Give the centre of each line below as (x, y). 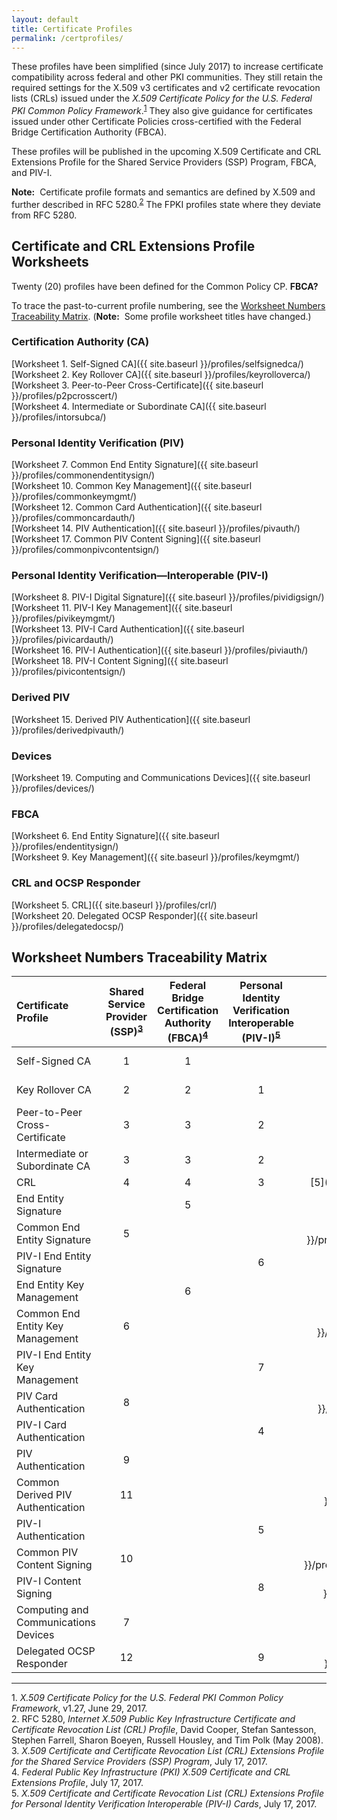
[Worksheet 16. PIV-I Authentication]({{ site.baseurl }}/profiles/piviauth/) (160, 650)
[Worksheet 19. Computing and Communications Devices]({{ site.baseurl (161, 777)
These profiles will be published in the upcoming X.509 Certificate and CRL (166, 152)
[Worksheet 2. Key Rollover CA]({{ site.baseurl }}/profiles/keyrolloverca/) (161, 374)
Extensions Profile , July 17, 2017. (77, 1782)
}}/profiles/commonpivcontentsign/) (85, 550)
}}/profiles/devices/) (53, 788)
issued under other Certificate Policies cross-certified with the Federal (156, 122)
